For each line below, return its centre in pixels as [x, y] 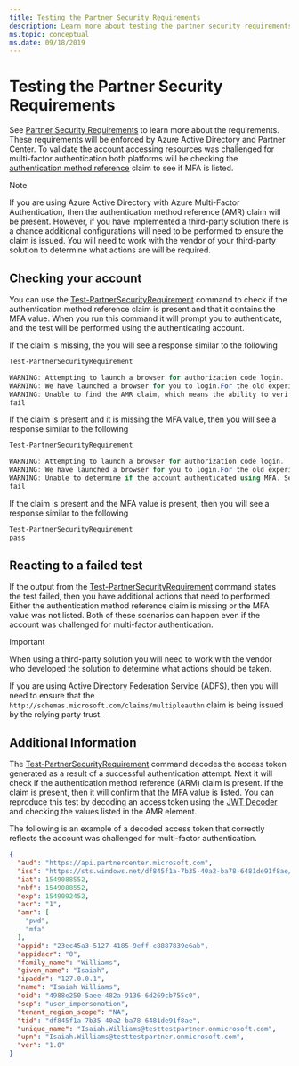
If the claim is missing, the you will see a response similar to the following [143, 345]
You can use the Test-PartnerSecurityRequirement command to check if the [148, 299]
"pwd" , [37, 921]
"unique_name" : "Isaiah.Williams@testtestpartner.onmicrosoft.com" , [147, 1029]
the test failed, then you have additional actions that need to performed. [141, 596]
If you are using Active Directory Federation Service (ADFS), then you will [144, 686]
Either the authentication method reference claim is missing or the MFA [139, 606]
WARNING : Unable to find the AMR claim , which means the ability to [139, 394]
